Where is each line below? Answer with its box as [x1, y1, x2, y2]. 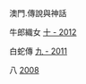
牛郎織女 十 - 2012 [9, 27, 77, 38]
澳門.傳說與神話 [9, 8, 67, 18]
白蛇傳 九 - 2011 [9, 46, 68, 56]
